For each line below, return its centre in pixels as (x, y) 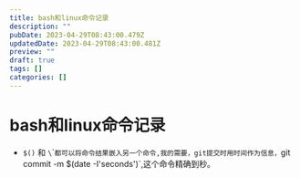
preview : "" (32, 52)
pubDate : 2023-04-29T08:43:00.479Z (77, 35)
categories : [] (38, 78)
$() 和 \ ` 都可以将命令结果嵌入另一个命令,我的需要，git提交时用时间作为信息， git (156, 152)
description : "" (40, 26)
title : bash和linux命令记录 (59, 18)
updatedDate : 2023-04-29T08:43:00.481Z (85, 43)
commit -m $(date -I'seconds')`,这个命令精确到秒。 (119, 163)
